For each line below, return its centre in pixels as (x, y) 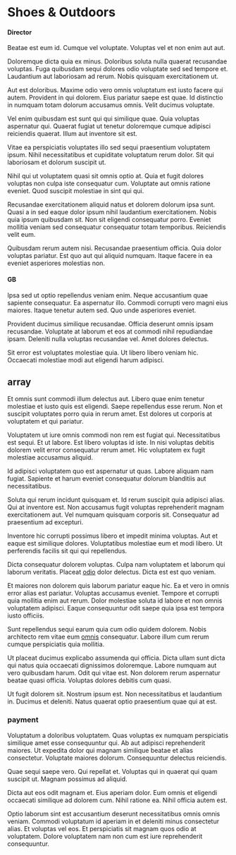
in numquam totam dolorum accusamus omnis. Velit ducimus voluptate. (111, 105)
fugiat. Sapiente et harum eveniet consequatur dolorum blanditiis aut (107, 479)
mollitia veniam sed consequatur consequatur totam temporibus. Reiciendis (117, 227)
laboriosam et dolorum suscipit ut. (57, 162)
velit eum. (21, 235)
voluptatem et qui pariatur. (45, 422)
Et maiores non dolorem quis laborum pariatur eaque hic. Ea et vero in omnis (118, 586)
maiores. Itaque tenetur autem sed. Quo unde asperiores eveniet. (102, 310)
